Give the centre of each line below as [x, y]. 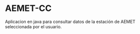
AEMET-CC [28, 8]
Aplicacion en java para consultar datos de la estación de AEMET [70, 22]
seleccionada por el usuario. [34, 26]
